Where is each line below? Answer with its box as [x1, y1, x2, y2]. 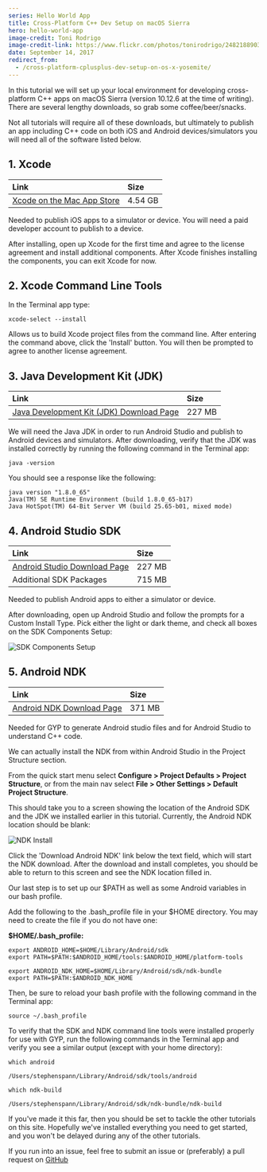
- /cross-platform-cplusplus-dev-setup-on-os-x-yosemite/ [15, 64, 212, 72]
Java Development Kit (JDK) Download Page [12, 407, 180, 418]
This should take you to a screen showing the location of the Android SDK [8, 803, 250, 812]
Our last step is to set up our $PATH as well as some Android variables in [8, 883, 246, 893]
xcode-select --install [8, 315, 87, 323]
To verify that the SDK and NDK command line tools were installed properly [8, 1025, 254, 1035]
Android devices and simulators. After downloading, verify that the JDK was [8, 436, 257, 445]
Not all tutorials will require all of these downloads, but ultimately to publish [8, 117, 254, 127]
